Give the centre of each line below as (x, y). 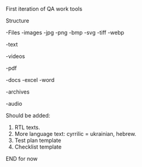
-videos (16, 56)
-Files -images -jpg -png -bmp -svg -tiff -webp (65, 32)
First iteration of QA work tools (44, 9)
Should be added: (28, 115)
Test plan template (38, 140)
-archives (18, 92)
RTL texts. (27, 127)
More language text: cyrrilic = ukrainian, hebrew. (75, 134)
